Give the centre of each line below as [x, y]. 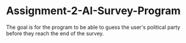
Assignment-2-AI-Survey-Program [93, 11]
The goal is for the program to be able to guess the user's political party [93, 27]
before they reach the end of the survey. [55, 33]
